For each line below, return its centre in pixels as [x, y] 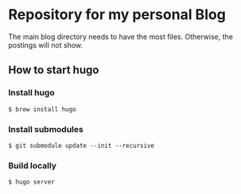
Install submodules [46, 129]
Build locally [33, 165]
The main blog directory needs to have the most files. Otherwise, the [120, 37]
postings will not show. [46, 45]
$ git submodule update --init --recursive [82, 145]
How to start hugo [54, 70]
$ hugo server [32, 182]
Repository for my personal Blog [117, 15]
